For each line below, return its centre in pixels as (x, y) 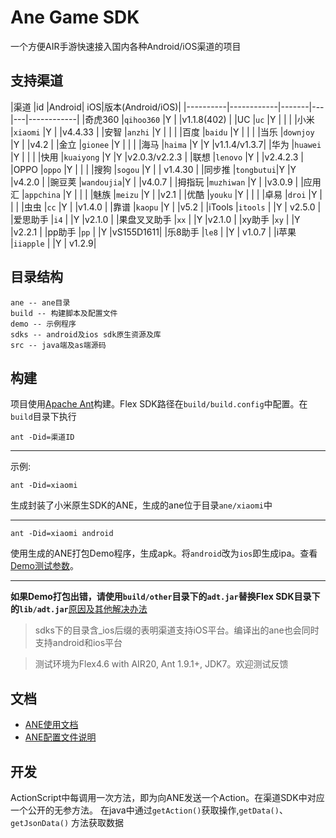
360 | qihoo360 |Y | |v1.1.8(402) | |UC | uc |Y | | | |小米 (208, 119)
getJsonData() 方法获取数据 (67, 822)
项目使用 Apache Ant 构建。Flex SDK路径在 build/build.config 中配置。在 (159, 404)
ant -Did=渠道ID (42, 437)
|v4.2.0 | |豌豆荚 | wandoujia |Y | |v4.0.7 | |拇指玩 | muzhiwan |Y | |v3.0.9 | (154, 182)
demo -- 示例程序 (43, 324)
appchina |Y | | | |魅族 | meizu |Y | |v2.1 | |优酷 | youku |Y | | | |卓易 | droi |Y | (173, 194)
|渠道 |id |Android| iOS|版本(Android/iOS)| (96, 107)
